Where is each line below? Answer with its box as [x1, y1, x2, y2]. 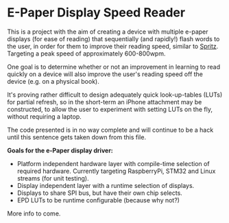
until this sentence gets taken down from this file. [7, 132, 146, 141]
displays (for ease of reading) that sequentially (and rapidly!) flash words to [7, 34, 220, 43]
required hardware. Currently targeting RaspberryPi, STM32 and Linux [16, 167, 216, 175]
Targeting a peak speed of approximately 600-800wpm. [7, 49, 166, 58]
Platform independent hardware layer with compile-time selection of [16, 159, 210, 167]
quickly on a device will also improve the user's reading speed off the [7, 70, 204, 78]
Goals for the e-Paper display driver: [7, 146, 113, 154]
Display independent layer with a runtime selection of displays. [16, 181, 195, 189]
